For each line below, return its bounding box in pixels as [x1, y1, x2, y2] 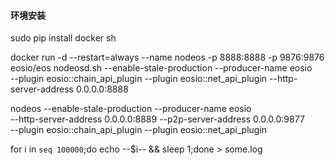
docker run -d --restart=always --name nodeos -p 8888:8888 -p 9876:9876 [10, 51, 325, 64]
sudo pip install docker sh [10, 32, 117, 44]
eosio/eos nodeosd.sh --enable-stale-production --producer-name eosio [10, 62, 313, 74]
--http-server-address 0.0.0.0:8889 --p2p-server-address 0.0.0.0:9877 [10, 113, 305, 125]
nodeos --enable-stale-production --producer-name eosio [10, 103, 252, 115]
